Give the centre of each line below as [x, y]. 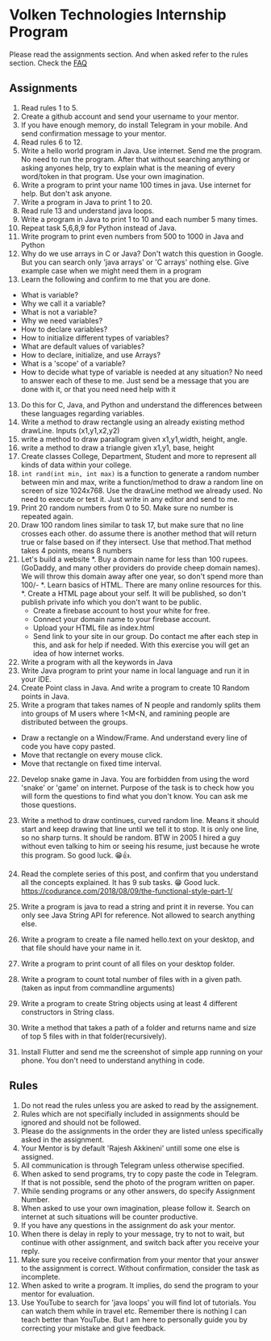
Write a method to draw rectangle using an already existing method [133, 422]
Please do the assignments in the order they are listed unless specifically [142, 1130]
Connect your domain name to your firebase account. [122, 619]
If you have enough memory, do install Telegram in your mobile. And [134, 125]
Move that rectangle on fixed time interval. [91, 763]
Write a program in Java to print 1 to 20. [86, 202]
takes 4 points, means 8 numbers [76, 550]
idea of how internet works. [78, 653]
